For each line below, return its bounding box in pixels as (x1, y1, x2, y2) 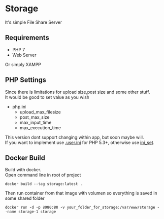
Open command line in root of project (5, 172, 81, 178)
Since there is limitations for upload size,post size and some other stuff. (5, 89, 150, 95)
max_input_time (19, 119, 52, 125)
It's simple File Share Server (5, 19, 63, 25)
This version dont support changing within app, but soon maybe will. (5, 134, 144, 140)
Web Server (12, 52, 37, 58)
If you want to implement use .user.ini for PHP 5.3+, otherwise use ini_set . (5, 139, 155, 146)
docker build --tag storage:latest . (5, 182, 83, 186)
